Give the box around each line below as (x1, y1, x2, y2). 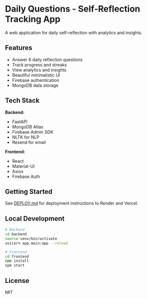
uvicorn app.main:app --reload (5, 241, 68, 246)
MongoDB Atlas (12, 124, 44, 129)
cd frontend (5, 254, 29, 259)
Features (5, 44, 32, 52)
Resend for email (12, 139, 46, 145)
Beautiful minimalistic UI (12, 72, 60, 78)
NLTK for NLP (12, 134, 40, 140)
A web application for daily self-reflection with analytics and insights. (5, 30, 143, 35)
